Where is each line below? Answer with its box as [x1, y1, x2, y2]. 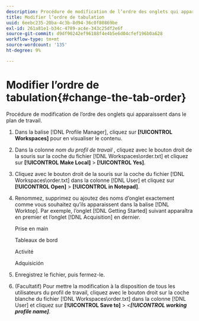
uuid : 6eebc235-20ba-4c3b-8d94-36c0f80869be [6, 20, 118, 26]
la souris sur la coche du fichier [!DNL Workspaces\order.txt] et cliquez [14, 152, 188, 159]
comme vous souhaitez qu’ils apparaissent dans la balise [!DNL [14, 200, 169, 208]
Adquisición [14, 259, 44, 266]
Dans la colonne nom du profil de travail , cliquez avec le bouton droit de [14, 146, 192, 153]
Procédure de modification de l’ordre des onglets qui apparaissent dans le [6, 111, 187, 118]
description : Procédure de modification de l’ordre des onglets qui [6, 8, 179, 15]
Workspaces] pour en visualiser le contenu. [14, 134, 123, 141]
